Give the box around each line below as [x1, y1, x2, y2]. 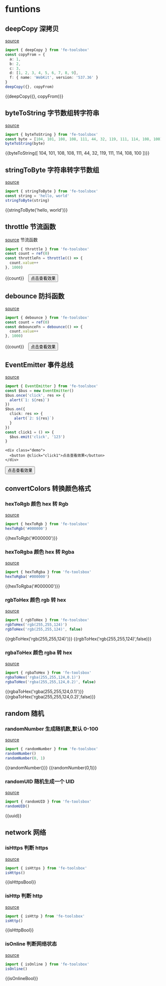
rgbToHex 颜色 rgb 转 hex [5, 596, 67, 603]
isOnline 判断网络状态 [5, 940, 57, 947]
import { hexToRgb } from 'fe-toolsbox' [5, 522, 90, 526]
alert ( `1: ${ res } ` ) [9, 398, 50, 403]
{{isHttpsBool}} [5, 879, 36, 885]
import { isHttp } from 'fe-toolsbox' [5, 914, 85, 919]
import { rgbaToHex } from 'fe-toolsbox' [5, 670, 92, 675]
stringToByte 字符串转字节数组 [5, 166, 100, 174]
